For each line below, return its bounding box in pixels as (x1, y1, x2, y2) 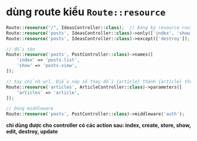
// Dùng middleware (6, 106, 54, 112)
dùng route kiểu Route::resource (6, 5, 166, 19)
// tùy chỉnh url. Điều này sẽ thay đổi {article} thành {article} (6, 79, 182, 85)
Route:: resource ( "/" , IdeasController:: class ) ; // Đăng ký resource (6, 25, 180, 31)
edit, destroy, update (6, 128, 58, 135)
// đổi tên (6, 46, 35, 52)
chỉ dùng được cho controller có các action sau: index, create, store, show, (6, 122, 191, 129)
